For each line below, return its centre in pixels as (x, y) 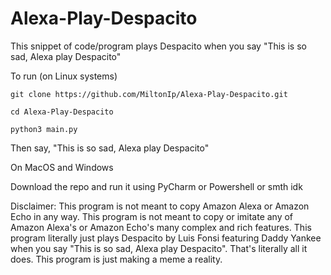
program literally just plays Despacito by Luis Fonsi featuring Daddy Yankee (166, 238)
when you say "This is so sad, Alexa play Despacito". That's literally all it (159, 248)
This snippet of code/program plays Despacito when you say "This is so (158, 46)
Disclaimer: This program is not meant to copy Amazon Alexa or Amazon (160, 206)
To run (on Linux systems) (64, 76)
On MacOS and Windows (62, 167)
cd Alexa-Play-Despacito (62, 112)
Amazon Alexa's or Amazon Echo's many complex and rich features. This (161, 227)
